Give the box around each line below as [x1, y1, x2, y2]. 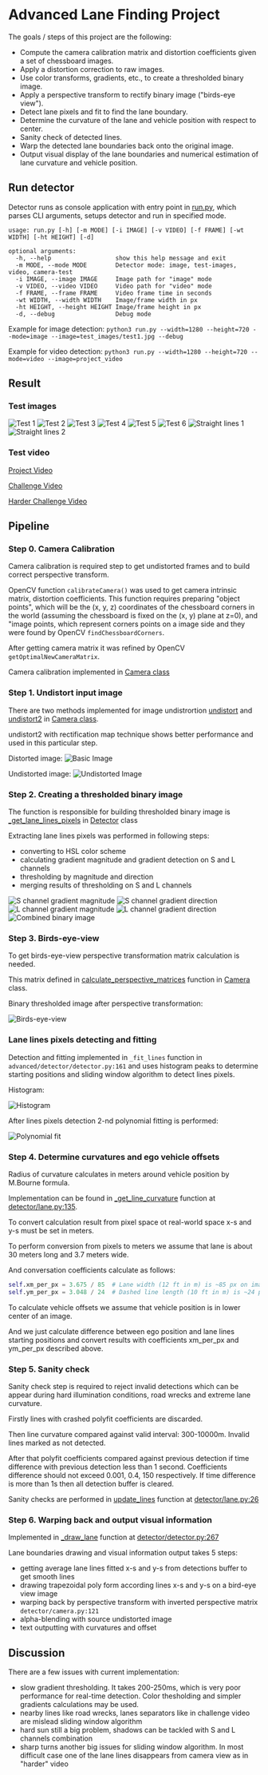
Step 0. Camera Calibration [8, 543, 116, 554]
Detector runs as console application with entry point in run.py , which [8, 202, 237, 212]
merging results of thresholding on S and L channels [19, 880, 192, 890]
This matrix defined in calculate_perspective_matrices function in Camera [8, 975, 250, 984]
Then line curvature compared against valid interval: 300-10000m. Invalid [8, 1429, 250, 1439]
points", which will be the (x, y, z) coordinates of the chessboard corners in [8, 602, 255, 612]
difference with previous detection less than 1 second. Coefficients [8, 1462, 227, 1471]
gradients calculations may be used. [19, 1700, 140, 1709]
